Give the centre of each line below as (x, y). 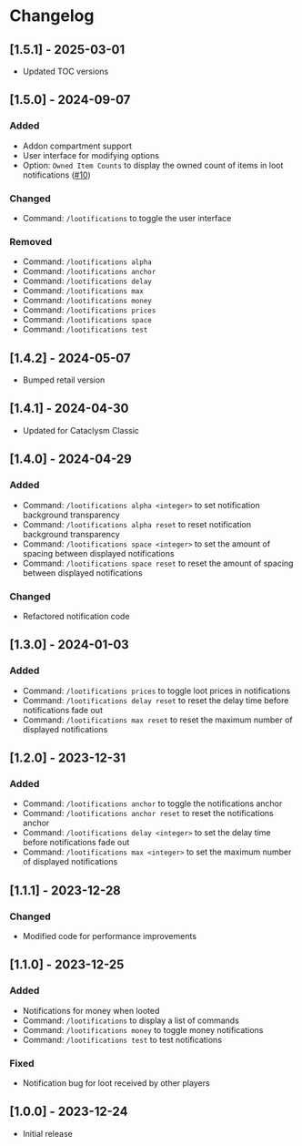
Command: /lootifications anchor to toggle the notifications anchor (152, 803)
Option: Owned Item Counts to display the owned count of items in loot (153, 165)
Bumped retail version (64, 380)
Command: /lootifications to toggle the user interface (127, 218)
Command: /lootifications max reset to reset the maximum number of (157, 720)
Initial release (47, 1133)
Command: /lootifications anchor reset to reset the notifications (148, 813)
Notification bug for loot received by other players (116, 1083)
